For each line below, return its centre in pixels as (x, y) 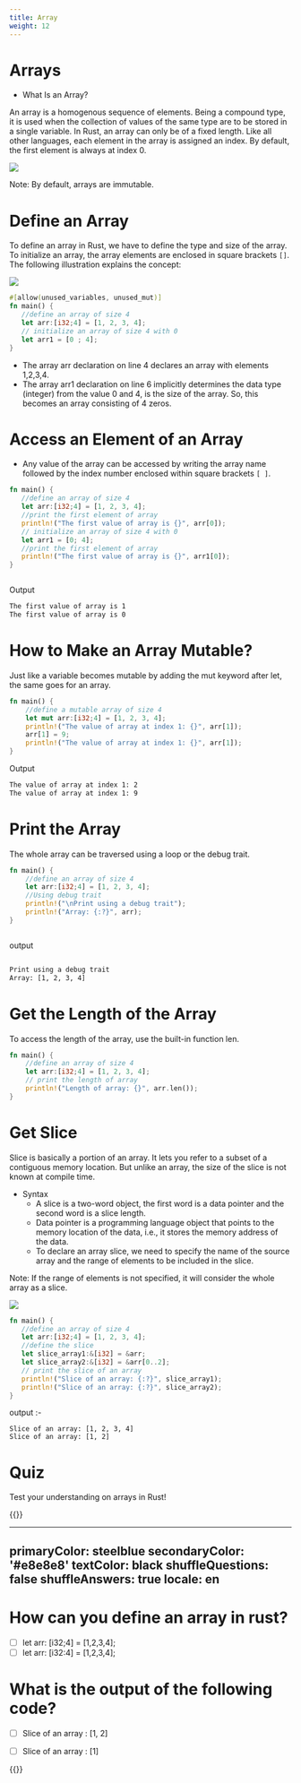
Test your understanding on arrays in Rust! (88, 1497)
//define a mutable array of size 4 (94, 710)
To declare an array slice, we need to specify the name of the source (163, 1251)
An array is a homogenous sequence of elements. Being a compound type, (147, 112)
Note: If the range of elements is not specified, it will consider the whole (142, 1278)
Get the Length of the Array (113, 1014)
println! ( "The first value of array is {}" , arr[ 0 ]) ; (124, 523)
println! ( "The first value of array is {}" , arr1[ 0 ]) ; (125, 556)
